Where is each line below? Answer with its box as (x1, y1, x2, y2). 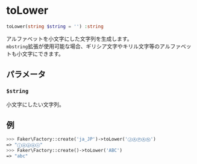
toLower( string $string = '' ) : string (6, 23, 104, 29)
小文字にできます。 (16, 50, 64, 57)
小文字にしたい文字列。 (6, 100, 64, 108)
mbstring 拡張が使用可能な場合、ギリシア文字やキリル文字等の (6, 43, 160, 50)
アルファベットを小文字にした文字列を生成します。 (6, 35, 133, 42)
